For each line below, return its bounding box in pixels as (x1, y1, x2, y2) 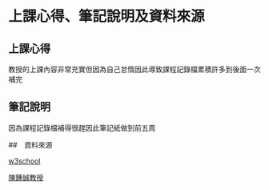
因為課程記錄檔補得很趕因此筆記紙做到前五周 (8, 123, 156, 132)
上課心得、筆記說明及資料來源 (8, 7, 206, 26)
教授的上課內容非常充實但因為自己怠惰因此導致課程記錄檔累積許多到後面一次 (8, 65, 261, 74)
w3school (8, 156, 41, 165)
